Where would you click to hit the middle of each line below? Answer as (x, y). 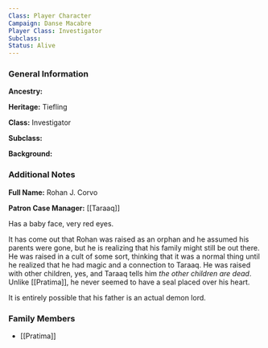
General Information (49, 74)
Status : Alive (32, 46)
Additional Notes (42, 175)
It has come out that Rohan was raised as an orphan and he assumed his (129, 239)
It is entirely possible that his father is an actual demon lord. (107, 297)
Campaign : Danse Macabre (50, 23)
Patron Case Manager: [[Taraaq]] (64, 208)
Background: (31, 154)
